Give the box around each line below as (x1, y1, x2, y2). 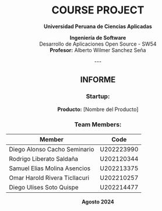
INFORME (80, 75, 116, 85)
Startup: (86, 92, 110, 101)
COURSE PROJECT (51, 4, 145, 17)
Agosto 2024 (81, 198, 115, 205)
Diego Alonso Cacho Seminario (9, 145, 94, 153)
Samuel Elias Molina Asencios (9, 164, 91, 172)
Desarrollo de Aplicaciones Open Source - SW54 (39, 40, 157, 47)
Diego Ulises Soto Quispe (9, 183, 79, 191)
